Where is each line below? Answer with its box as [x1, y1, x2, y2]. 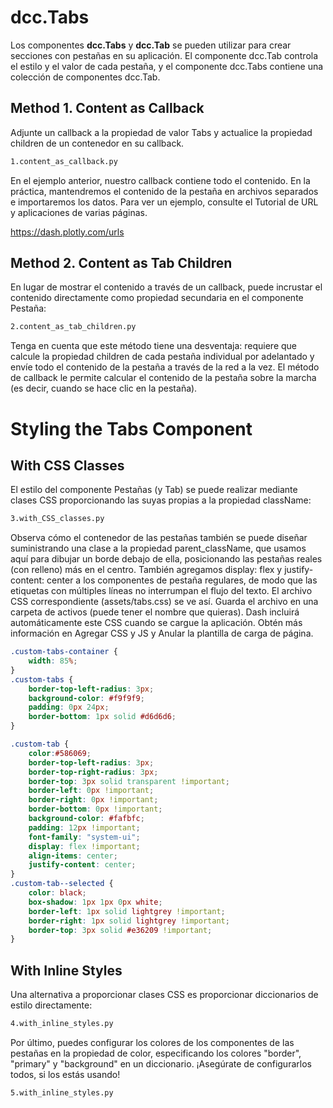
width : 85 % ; [28, 656, 78, 666]
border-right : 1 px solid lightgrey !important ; [28, 916, 230, 926]
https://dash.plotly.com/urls [10, 226, 125, 238]
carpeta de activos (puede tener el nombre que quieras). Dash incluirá [10, 606, 300, 618]
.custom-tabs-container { [10, 647, 118, 657]
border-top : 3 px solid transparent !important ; [28, 776, 230, 786]
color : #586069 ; [28, 748, 92, 758]
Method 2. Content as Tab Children [10, 255, 233, 272]
